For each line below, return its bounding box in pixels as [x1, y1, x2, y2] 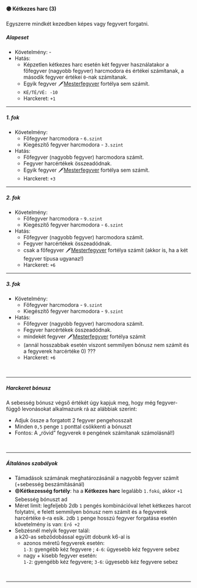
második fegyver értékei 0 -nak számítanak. [23, 73, 128, 81]
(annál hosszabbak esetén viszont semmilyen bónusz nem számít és [23, 342, 189, 349]
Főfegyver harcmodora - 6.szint [23, 135, 103, 142]
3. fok [6, 280, 21, 288]
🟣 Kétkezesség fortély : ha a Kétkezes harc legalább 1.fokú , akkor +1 [14, 487, 183, 495]
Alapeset [6, 34, 29, 41]
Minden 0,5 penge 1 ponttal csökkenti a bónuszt [14, 423, 132, 430]
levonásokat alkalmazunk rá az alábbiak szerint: [21, 406, 137, 413]
